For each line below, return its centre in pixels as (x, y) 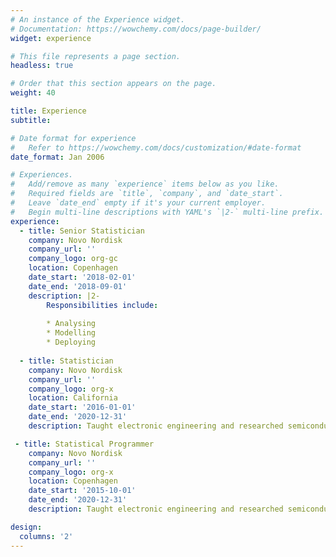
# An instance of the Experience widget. (98, 19)
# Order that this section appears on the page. (113, 84)
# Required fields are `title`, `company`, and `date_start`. (147, 194)
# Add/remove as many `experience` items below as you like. (145, 184)
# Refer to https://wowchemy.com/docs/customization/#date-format (156, 147)
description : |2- (64, 296)
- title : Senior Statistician (82, 231)
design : (26, 527)
